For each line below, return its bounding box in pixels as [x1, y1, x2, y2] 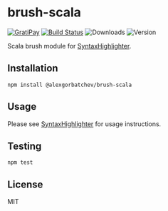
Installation [7, 62, 58, 75]
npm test [7, 159, 33, 166]
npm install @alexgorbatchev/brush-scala [7, 81, 132, 88]
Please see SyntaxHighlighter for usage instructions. [7, 119, 162, 128]
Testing [7, 140, 42, 152]
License [7, 178, 43, 190]
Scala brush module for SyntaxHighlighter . [7, 41, 132, 50]
